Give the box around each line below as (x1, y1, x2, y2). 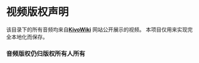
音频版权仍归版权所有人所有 (6, 49, 86, 58)
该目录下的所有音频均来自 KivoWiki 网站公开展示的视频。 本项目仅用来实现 (6, 26, 188, 33)
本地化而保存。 (11, 33, 48, 40)
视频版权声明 (6, 5, 70, 19)
